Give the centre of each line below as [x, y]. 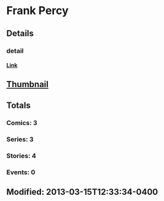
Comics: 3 [22, 123]
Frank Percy [37, 11]
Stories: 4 [21, 156]
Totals [18, 105]
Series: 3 [20, 139]
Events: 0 [21, 172]
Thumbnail [28, 84]
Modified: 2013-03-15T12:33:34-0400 [82, 192]
